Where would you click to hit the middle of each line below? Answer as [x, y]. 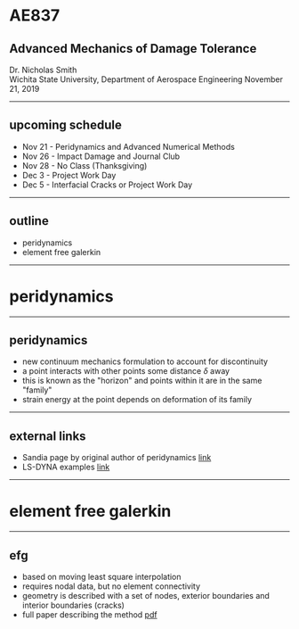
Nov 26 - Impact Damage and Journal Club [101, 156]
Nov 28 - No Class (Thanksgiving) [85, 165]
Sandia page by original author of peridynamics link [117, 458]
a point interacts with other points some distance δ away [125, 371]
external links [48, 436]
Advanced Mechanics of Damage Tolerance [133, 49]
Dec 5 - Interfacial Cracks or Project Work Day [107, 185]
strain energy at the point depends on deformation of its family [137, 400]
